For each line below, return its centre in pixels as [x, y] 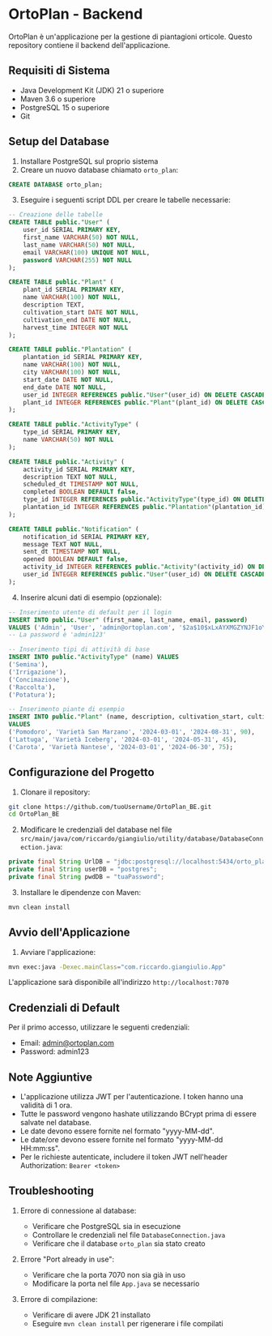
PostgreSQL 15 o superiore [65, 107]
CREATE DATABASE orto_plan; [56, 184]
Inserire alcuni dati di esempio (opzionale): [91, 597]
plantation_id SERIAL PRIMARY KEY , [83, 358]
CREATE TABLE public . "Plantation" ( [70, 349]
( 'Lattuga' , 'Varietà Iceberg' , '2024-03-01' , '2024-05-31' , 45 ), [123, 739]
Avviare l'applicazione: [57, 952]
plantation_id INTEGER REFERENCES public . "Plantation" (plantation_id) [144, 507]
